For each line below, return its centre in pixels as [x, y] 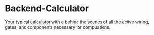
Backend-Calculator [47, 9]
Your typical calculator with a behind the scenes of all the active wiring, [77, 22]
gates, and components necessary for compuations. [58, 27]
